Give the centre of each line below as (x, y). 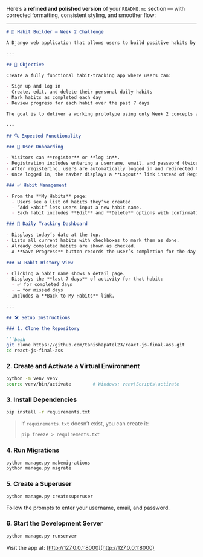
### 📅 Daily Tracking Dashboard (47, 224)
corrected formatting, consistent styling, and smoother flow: (81, 15)
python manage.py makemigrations (48, 463)
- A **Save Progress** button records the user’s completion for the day (101, 252)
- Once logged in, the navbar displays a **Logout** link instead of (96, 174)
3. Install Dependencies (42, 399)
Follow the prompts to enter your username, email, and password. (88, 508)
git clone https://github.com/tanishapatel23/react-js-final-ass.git (96, 345)
